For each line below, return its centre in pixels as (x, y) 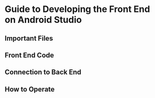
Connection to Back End (43, 72)
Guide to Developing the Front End (77, 9)
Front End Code (29, 55)
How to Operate (30, 89)
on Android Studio (43, 20)
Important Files (29, 38)
